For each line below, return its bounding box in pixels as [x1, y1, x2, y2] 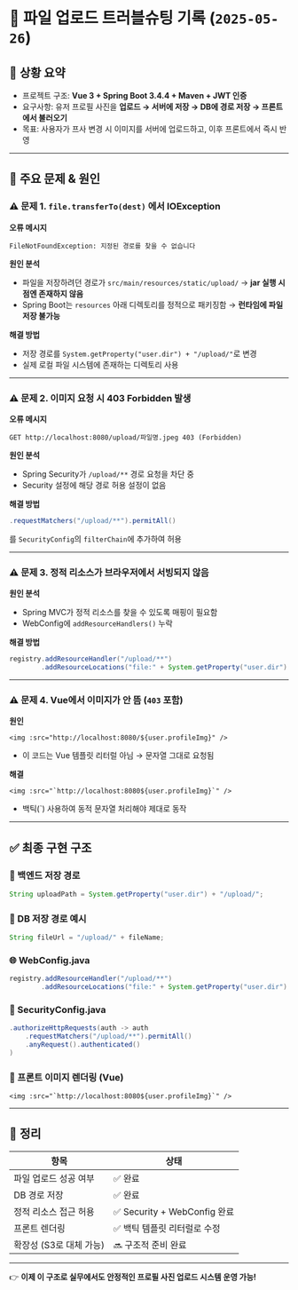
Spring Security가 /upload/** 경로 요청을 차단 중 [21, 468, 195, 479]
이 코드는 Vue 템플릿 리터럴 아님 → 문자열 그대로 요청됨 [21, 750, 215, 761]
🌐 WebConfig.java [9, 954, 90, 966]
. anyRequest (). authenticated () [25, 1041, 141, 1049]
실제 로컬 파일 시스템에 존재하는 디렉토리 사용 [21, 359, 179, 369]
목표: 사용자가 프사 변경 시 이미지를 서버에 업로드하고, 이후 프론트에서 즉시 [21, 123, 278, 134]
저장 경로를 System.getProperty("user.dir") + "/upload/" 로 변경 [21, 348, 257, 359]
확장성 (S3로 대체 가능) [13, 1239, 105, 1251]
